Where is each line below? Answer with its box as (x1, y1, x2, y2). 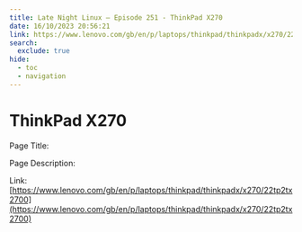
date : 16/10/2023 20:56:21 (9, 22, 111, 31)
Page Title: (9, 140, 49, 151)
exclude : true (17, 47, 70, 56)
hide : (9, 55, 30, 64)
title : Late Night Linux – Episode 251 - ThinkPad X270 (9, 13, 223, 22)
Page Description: (9, 157, 76, 168)
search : (9, 38, 39, 48)
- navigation (17, 72, 67, 81)
